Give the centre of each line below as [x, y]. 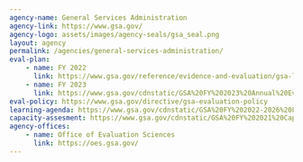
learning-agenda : [42, 110]
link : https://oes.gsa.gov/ [86, 143]
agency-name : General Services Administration [98, 18]
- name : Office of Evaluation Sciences [101, 135]
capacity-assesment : [48, 118]
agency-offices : [40, 127]
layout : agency [38, 43]
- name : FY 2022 [56, 68]
